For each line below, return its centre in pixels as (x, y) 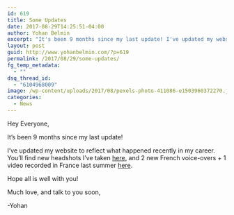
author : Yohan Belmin (39, 33)
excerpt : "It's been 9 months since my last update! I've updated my (110, 40)
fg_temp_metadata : (34, 65)
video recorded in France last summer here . (70, 165)
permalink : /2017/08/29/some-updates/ (63, 59)
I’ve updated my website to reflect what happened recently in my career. (111, 150)
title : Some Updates (37, 20)
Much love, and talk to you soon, (54, 192)
